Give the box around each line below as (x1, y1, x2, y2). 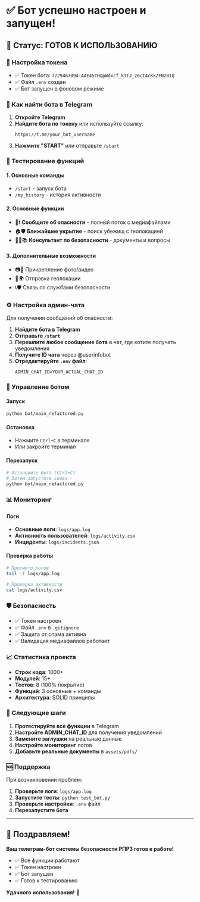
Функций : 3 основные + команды (14, 688, 101, 695)
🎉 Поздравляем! (6, 829, 70, 839)
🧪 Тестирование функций (6, 157, 85, 166)
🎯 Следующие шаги (6, 709, 67, 717)
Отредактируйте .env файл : (14, 358, 87, 364)
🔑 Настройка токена (6, 58, 68, 66)
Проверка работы (6, 552, 54, 559)
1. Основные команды (6, 171, 64, 179)
